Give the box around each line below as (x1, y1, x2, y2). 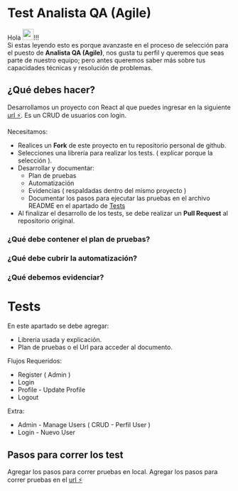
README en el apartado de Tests (28, 201, 126, 210)
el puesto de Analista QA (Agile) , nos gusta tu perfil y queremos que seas (7, 48, 225, 57)
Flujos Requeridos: (7, 357, 63, 365)
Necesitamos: (7, 127, 48, 136)
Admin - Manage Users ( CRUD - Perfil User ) (17, 421, 151, 429)
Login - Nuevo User (17, 428, 76, 437)
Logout (17, 393, 39, 402)
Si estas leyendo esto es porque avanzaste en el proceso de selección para (7, 40, 229, 49)
